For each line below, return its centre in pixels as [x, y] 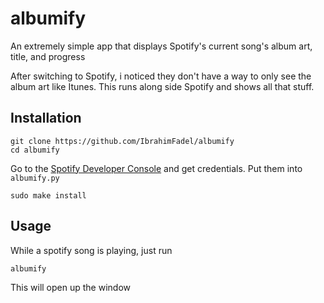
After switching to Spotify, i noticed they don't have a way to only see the [161, 76]
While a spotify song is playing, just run [91, 250]
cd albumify [35, 150]
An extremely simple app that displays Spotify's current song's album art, [161, 46]
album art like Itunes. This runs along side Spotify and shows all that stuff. [162, 86]
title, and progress [48, 56]
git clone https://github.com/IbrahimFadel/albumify [122, 141]
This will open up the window [70, 287]
